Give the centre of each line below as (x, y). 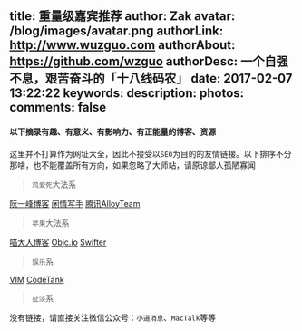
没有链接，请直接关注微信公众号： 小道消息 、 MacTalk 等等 (112, 317)
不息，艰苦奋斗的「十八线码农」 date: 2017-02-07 (151, 78)
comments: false (58, 107)
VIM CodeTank (37, 279)
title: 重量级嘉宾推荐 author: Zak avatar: (122, 16)
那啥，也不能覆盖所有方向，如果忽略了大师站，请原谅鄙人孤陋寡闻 (132, 165)
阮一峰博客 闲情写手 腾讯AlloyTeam (75, 203)
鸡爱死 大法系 (54, 184)
